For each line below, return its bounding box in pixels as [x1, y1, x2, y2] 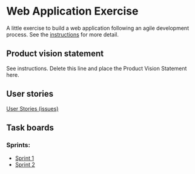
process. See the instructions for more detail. [6, 30, 119, 38]
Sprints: [6, 141, 30, 149]
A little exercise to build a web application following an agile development [6, 24, 190, 32]
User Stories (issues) [6, 105, 59, 112]
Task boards [6, 122, 55, 133]
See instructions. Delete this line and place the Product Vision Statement [6, 64, 187, 72]
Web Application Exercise [6, 4, 139, 18]
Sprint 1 [15, 155, 35, 162]
